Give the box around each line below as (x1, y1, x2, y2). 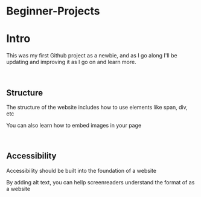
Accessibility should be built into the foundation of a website (6, 167, 157, 174)
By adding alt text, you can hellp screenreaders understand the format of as (6, 178, 195, 186)
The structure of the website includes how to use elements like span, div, (6, 103, 188, 111)
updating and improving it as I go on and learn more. (6, 59, 137, 66)
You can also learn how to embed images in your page (6, 121, 142, 129)
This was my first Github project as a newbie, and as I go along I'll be (6, 52, 177, 59)
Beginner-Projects (6, 4, 101, 18)
